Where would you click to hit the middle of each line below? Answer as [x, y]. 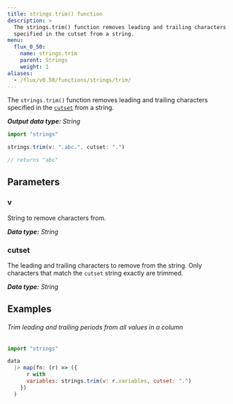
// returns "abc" [33, 160]
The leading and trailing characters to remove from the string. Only [105, 265]
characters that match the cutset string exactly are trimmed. [95, 273]
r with [36, 375]
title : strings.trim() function [55, 14]
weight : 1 [35, 67]
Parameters [34, 182]
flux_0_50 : [30, 47]
